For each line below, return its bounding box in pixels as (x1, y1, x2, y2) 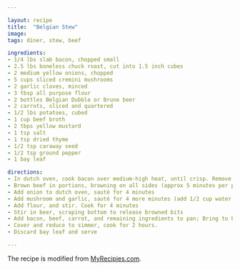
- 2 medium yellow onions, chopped (7, 69, 114, 76)
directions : (7, 169, 43, 176)
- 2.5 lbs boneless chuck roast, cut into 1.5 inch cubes (7, 63, 184, 70)
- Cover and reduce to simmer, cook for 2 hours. (7, 222, 159, 229)
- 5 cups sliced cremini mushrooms (7, 76, 114, 83)
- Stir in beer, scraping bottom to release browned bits (7, 209, 184, 216)
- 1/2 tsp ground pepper (7, 149, 81, 156)
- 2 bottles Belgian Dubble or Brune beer (7, 96, 136, 104)
